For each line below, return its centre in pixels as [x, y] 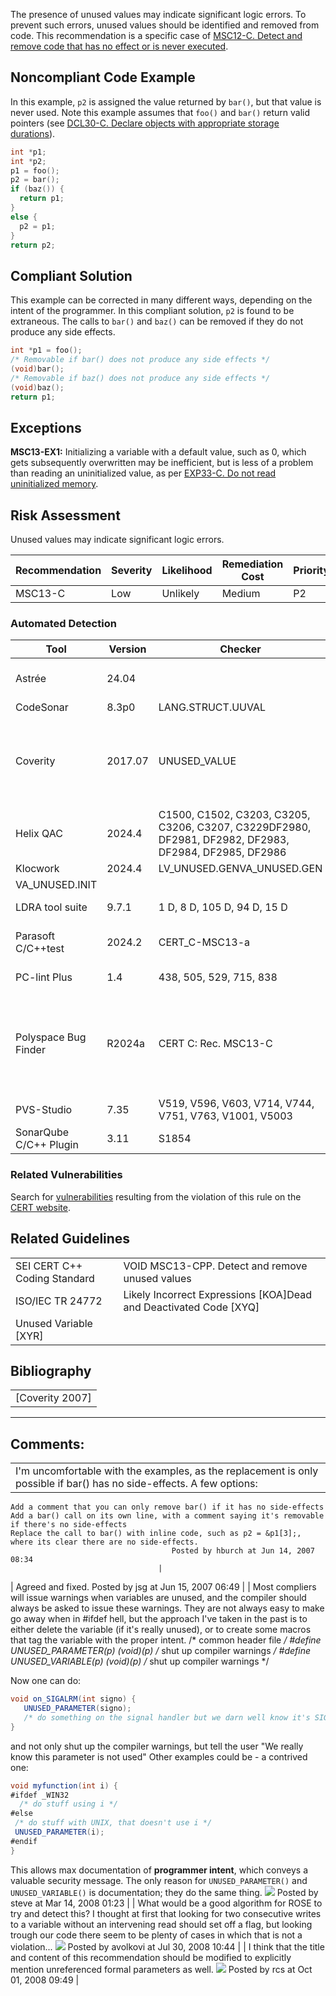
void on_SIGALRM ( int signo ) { [73, 1699]
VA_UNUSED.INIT [56, 885]
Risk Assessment [65, 515]
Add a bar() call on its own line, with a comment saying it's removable [167, 1516]
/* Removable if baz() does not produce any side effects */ [140, 378]
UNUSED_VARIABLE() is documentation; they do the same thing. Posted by [164, 1892]
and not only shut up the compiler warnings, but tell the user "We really [157, 1746]
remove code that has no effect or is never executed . [119, 46]
